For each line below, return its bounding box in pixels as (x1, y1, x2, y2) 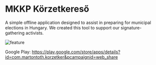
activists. (26, 30, 44, 36)
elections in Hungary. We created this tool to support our (5, 24, 120, 30)
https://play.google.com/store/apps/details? (31, 49, 121, 55)
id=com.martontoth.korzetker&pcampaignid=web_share (5, 54, 118, 60)
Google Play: (5, 49, 31, 55)
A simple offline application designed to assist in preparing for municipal (5, 20, 151, 25)
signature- (120, 24, 142, 30)
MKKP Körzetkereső (5, 3, 89, 15)
